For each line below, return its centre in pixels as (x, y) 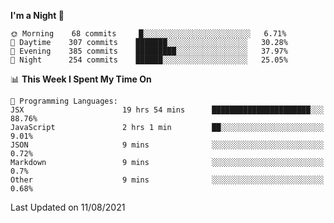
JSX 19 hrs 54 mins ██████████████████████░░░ (167, 110)
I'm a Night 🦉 (37, 15)
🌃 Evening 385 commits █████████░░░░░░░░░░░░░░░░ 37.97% (149, 51)
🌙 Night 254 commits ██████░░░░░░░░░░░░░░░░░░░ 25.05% (149, 60)
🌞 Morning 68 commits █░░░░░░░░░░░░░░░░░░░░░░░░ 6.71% (148, 34)
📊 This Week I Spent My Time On (81, 79)
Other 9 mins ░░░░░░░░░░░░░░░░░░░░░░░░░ (167, 180)
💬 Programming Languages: (64, 101)
